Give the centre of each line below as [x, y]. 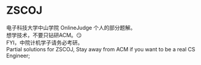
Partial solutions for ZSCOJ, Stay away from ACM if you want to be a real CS [101, 49]
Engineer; [18, 55]
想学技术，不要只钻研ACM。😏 [44, 35]
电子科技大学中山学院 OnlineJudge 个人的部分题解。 [71, 27]
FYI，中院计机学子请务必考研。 [45, 42]
